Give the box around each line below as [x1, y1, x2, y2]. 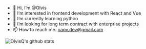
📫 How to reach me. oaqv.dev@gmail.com [12, 27, 103, 32]
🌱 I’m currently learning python [12, 16, 78, 21]
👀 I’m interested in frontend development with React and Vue [12, 10, 141, 16]
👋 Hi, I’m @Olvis [12, 5, 47, 11]
